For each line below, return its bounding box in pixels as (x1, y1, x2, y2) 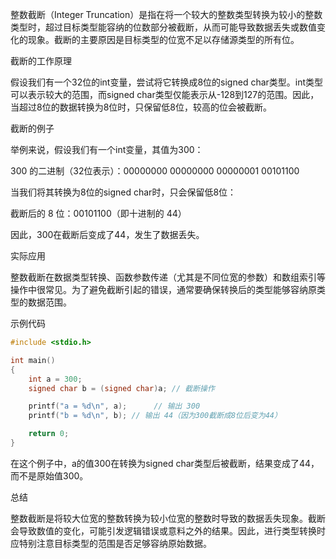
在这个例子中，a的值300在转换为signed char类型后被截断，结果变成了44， (10, 457, 320, 469)
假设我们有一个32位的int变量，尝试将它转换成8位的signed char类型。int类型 (10, 76, 324, 88)
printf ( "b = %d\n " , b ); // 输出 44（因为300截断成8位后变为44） (28, 411, 282, 421)
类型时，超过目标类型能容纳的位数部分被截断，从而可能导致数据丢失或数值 (10, 21, 317, 33)
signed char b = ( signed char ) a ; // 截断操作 (28, 383, 215, 393)
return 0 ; (28, 429, 70, 439)
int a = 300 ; (28, 374, 83, 384)
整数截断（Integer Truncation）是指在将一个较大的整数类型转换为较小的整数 (10, 9, 323, 20)
